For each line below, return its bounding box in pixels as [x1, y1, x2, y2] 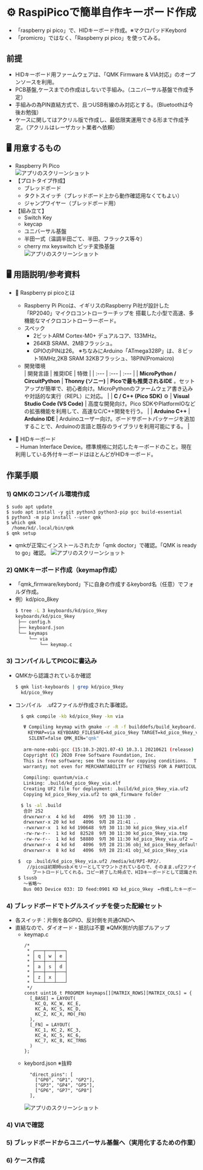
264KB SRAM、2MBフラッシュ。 [33, 339, 116, 347]
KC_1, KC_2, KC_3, [35, 1027, 82, 1033]
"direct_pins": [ [29, 1072, 74, 1078]
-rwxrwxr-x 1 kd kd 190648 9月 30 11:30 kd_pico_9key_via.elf [23, 825, 188, 831]
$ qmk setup [6, 530, 36, 536]
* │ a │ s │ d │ [27, 964, 68, 970]
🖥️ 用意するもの [6, 143, 62, 153]
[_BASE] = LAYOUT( [29, 995, 76, 1001]
